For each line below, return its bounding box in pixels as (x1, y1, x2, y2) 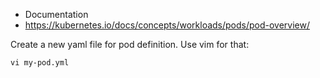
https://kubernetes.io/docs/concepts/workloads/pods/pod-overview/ (24, 19, 311, 31)
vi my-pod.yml (10, 58, 70, 68)
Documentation (24, 9, 89, 20)
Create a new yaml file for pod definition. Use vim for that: (10, 39, 250, 50)
